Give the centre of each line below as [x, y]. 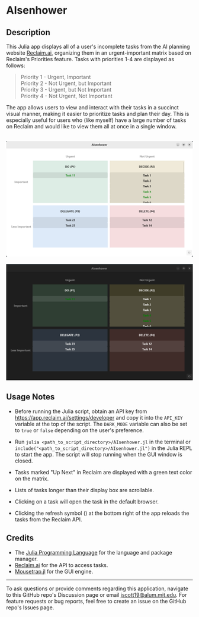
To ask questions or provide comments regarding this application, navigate [97, 588]
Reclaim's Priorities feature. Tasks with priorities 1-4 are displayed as [90, 59]
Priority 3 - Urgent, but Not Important [66, 89]
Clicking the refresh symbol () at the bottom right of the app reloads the [102, 513]
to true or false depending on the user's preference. [79, 430]
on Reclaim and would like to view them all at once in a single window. [92, 126]
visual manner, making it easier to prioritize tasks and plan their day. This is [98, 114]
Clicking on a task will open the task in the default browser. [86, 501]
